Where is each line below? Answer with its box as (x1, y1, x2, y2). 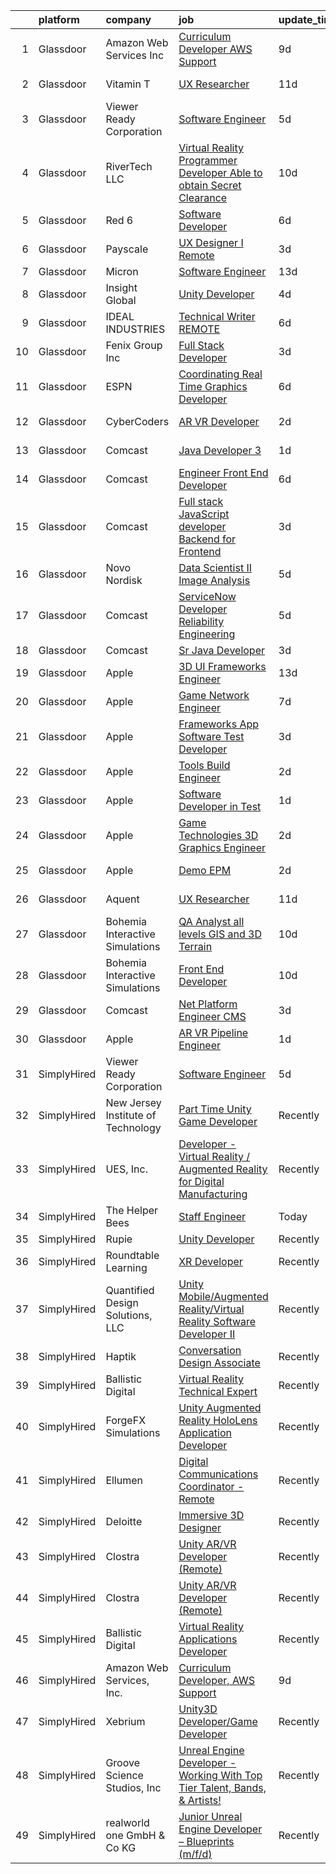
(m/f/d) (178, 1847, 213, 1861)
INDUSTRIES (105, 322, 166, 336)
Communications (178, 1467, 259, 1481)
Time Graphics (178, 380, 248, 393)
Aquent (105, 892, 140, 906)
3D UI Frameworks (178, 660, 267, 673)
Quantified (105, 1284, 155, 1297)
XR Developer (178, 1255, 243, 1268)
